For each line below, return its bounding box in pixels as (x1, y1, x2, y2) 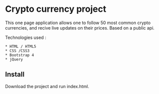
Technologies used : (5, 34, 46, 40)
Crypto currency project (5, 3, 107, 15)
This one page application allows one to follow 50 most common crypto (5, 20, 151, 26)
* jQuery (5, 57, 23, 62)
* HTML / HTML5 (5, 44, 37, 49)
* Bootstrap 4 (5, 53, 35, 58)
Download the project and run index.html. (5, 83, 90, 89)
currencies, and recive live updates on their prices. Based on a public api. (5, 25, 155, 31)
